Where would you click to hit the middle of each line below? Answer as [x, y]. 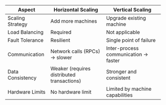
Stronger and [121, 72]
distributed [63, 75]
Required [61, 32]
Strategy [18, 24]
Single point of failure [131, 40]
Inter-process [123, 48]
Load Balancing [25, 32]
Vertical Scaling [132, 10]
